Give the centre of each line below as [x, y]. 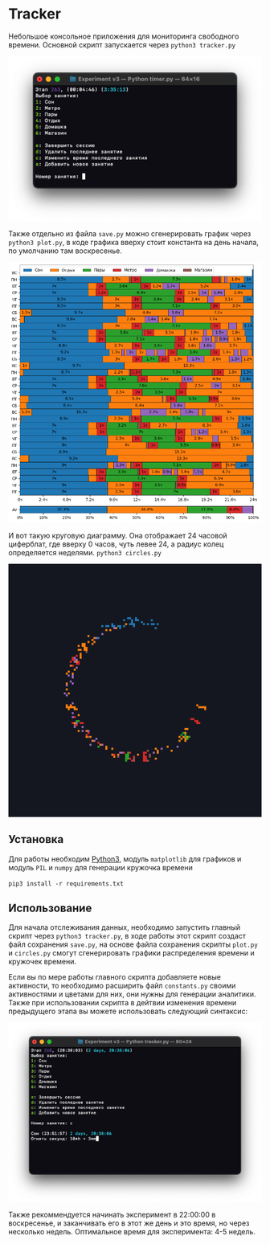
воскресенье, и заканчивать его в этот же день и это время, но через [129, 1223]
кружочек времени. [42, 962]
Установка [36, 839]
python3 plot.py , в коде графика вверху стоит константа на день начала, [134, 242]
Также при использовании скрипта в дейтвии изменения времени [123, 1003]
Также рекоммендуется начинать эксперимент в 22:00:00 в [112, 1215]
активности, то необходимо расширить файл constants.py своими [122, 986]
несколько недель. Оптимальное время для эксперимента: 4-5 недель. [132, 1232]
